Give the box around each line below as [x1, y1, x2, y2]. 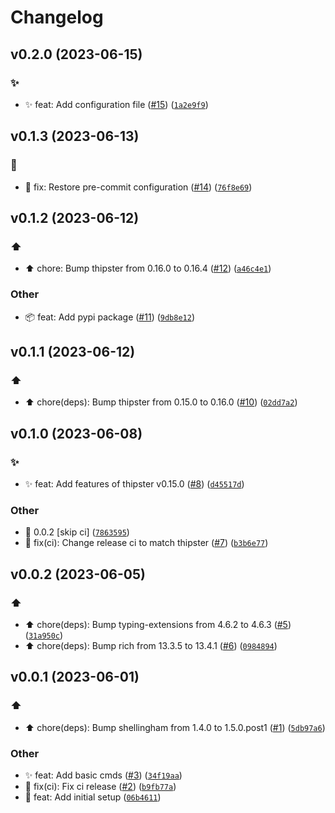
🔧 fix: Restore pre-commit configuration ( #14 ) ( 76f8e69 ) [24, 181, 253, 193]
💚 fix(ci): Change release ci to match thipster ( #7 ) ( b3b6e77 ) [24, 537, 269, 549]
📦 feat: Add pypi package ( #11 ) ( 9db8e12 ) [24, 311, 196, 323]
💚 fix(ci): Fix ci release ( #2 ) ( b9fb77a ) [24, 780, 177, 792]
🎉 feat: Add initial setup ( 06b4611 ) [24, 791, 162, 803]
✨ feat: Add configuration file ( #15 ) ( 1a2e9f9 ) [24, 98, 209, 110]
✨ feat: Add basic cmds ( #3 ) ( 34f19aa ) [24, 769, 183, 781]
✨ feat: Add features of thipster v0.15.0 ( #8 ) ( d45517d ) [24, 477, 245, 490]
